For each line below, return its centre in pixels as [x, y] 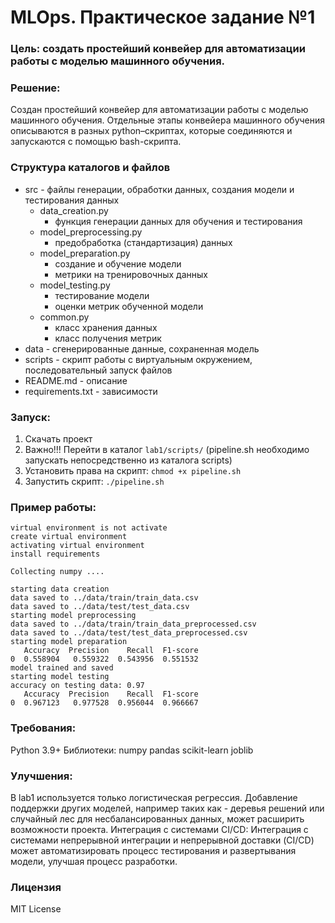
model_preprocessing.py [91, 232]
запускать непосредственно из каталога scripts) [128, 460]
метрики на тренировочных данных [131, 274]
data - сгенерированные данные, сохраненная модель [142, 348]
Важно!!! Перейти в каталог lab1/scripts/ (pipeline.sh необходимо [167, 449]
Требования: [43, 728]
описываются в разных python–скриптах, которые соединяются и [151, 131]
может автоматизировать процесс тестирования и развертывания [153, 850]
